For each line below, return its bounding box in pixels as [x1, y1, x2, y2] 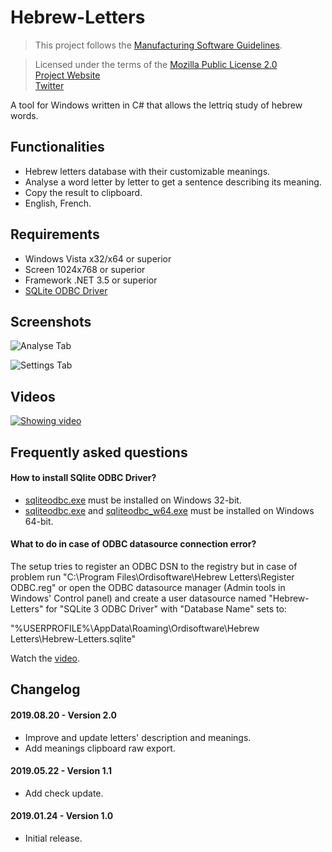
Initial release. [24, 832, 83, 844]
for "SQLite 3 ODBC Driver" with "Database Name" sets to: [45, 602, 287, 615]
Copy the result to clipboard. [24, 186, 143, 198]
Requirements [10, 226, 100, 243]
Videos [10, 388, 56, 405]
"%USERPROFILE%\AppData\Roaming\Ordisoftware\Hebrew [10, 622, 260, 634]
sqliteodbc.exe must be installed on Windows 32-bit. [24, 494, 242, 506]
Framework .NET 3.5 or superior [24, 274, 158, 286]
